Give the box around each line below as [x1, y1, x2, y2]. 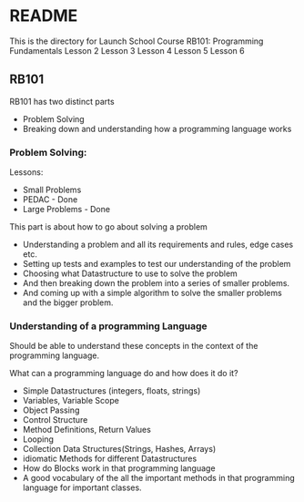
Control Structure [22, 415, 88, 425]
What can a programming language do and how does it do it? [9, 368, 238, 379]
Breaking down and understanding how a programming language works [22, 123, 292, 134]
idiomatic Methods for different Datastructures [22, 453, 198, 465]
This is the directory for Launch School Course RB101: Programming [9, 36, 264, 46]
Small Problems [22, 184, 82, 196]
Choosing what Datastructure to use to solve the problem [22, 268, 238, 279]
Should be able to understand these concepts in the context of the [9, 341, 258, 352]
